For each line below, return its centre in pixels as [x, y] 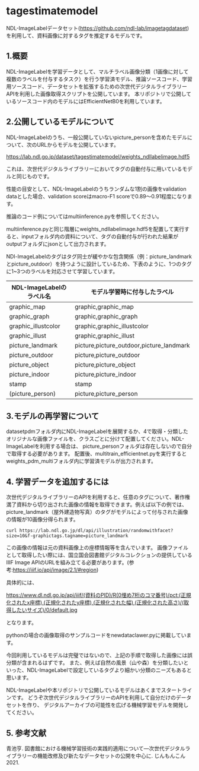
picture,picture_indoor [105, 374]
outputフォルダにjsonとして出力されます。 [58, 244]
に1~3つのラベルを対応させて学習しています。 [62, 271]
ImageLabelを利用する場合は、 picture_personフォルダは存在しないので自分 [99, 446]
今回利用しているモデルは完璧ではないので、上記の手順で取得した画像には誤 [99, 655]
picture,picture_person [106, 393]
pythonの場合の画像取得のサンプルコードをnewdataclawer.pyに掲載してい [96, 635]
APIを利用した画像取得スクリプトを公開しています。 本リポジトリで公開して [99, 94]
